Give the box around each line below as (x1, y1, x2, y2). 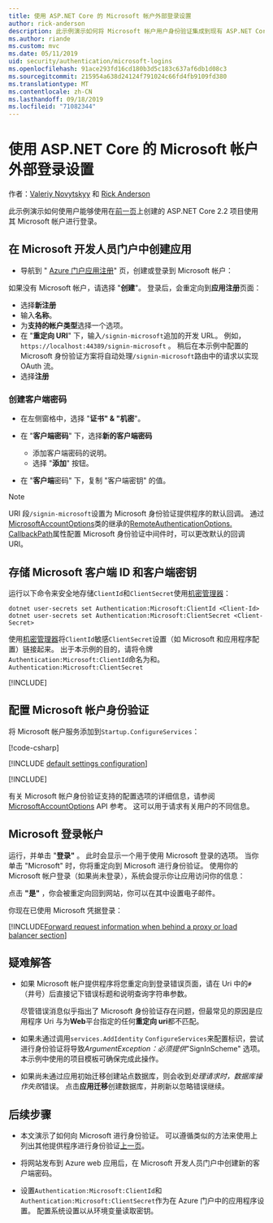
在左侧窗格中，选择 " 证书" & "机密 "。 (19, 414, 145, 424)
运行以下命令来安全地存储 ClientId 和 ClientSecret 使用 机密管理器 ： (8, 588, 232, 598)
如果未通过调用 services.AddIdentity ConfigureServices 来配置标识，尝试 (19, 1034, 264, 1043)
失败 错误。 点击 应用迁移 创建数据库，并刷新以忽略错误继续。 (27, 1082, 229, 1091)
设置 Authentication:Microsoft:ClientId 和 (19, 1186, 162, 1195)
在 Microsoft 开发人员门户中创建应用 (8, 242, 193, 256)
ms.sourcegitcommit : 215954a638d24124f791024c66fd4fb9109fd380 (8, 72, 227, 81)
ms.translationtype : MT (8, 80, 89, 88)
